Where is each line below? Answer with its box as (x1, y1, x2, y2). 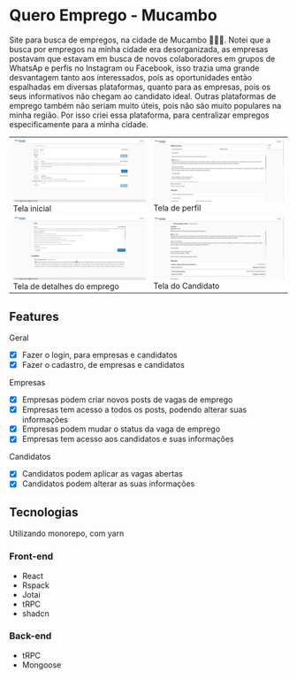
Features (9, 309, 59, 324)
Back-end (9, 629, 52, 642)
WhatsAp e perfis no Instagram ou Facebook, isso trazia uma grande (9, 63, 260, 73)
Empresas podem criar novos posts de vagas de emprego (21, 394, 233, 405)
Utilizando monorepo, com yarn (9, 528, 125, 539)
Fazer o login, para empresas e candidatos (21, 349, 179, 360)
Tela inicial (12, 203, 51, 214)
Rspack (21, 580, 50, 591)
